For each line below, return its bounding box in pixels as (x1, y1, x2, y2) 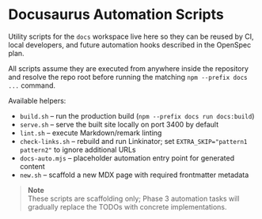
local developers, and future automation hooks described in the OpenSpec (8, 40, 252, 49)
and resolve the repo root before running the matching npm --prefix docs (8, 72, 248, 81)
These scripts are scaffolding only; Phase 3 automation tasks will (27, 194, 240, 203)
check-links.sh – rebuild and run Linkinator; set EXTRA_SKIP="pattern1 (19, 136, 248, 145)
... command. (8, 81, 56, 90)
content (19, 161, 45, 171)
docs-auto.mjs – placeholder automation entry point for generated (19, 153, 235, 163)
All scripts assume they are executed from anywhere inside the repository (8, 63, 249, 73)
